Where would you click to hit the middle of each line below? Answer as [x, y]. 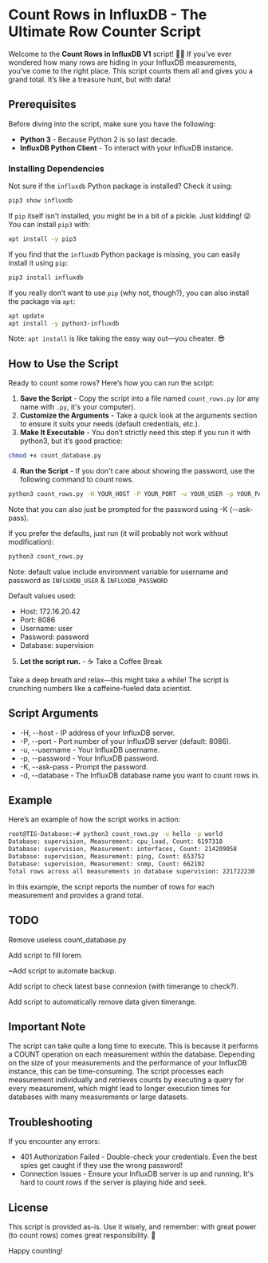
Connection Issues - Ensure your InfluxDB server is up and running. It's [136, 1174]
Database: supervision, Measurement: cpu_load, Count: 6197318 [116, 841]
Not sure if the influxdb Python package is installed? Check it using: [120, 186]
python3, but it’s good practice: [71, 441]
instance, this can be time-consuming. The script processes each [116, 1071]
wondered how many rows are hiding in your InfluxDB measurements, [123, 62]
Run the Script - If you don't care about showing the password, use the [137, 471]
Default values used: [42, 596]
